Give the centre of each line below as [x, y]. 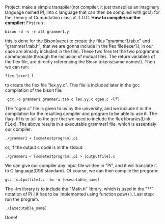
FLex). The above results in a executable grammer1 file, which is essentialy [81, 124]
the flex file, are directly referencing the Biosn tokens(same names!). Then [80, 62]
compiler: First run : [25, 23]
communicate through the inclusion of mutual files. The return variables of [80, 56]
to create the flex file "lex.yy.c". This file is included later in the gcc [72, 85]
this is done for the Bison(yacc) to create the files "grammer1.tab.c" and [78, 41]
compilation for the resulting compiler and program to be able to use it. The [81, 113]
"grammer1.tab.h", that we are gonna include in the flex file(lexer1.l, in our [79, 46]
